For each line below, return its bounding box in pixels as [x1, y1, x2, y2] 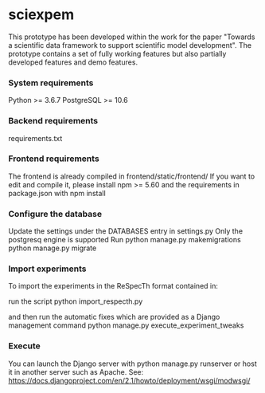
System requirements [8, 77, 94, 88]
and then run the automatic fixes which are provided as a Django [8, 312, 220, 322]
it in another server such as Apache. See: [8, 367, 144, 376]
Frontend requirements [8, 153, 99, 164]
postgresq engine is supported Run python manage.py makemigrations [8, 235, 241, 245]
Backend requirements [8, 116, 99, 127]
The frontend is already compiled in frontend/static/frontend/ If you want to [8, 171, 255, 181]
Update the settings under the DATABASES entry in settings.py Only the [8, 226, 244, 236]
